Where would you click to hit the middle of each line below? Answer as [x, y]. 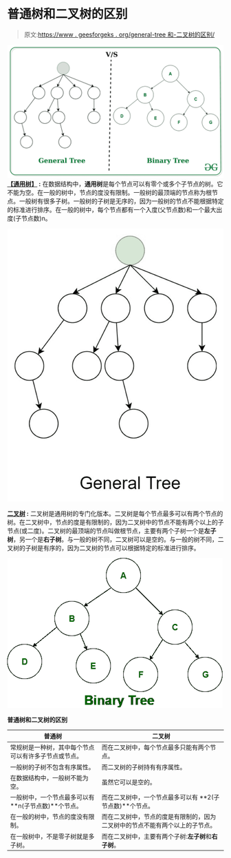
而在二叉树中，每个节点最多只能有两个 [156, 747]
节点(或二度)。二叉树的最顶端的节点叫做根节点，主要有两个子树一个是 [106, 530]
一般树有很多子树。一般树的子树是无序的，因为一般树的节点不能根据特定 [121, 201]
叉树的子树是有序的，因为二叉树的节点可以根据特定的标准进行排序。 [103, 547]
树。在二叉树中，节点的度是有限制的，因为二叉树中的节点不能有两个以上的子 [115, 522]
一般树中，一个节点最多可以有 [52, 797]
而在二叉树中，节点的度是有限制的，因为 [159, 817]
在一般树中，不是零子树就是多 [52, 836]
